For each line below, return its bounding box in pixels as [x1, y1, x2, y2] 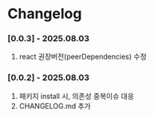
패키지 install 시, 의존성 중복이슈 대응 [18, 91, 135, 101]
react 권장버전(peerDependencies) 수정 [18, 52, 147, 62]
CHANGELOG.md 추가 [18, 101, 91, 111]
